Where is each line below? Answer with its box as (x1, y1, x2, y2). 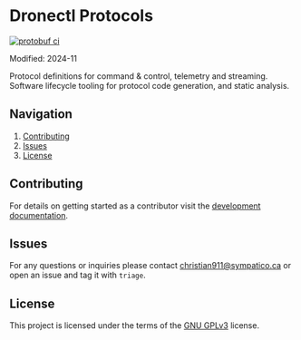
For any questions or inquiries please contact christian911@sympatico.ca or (9, 260, 292, 271)
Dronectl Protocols (9, 5, 154, 26)
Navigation (9, 106, 73, 122)
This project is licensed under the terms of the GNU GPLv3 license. (9, 320, 260, 331)
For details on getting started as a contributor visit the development (9, 200, 261, 211)
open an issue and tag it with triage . (9, 269, 147, 281)
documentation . (9, 209, 69, 220)
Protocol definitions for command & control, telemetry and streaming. (9, 70, 268, 82)
